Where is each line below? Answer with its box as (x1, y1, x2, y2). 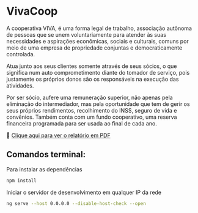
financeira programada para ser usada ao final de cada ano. (6, 119, 157, 127)
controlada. (6, 50, 35, 58)
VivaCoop (6, 4, 58, 18)
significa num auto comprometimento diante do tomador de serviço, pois (6, 69, 190, 76)
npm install (6, 177, 37, 184)
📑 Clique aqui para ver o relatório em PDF (6, 132, 111, 139)
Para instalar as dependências (6, 165, 82, 173)
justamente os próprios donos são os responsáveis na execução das (6, 75, 179, 83)
